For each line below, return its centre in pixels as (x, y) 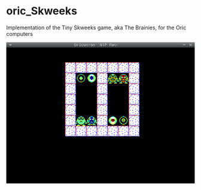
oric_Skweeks (42, 11)
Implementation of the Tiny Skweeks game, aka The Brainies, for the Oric (96, 27)
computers (19, 33)
